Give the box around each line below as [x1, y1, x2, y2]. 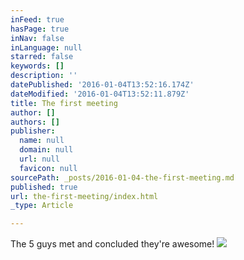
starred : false [10, 52, 74, 62]
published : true [10, 182, 78, 192]
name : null [19, 136, 65, 146]
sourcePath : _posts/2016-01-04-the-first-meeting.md [10, 172, 235, 183]
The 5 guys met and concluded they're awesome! [10, 238, 215, 250]
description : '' [10, 71, 78, 81]
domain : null [19, 145, 74, 155]
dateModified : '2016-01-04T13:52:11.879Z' [10, 89, 190, 99]
